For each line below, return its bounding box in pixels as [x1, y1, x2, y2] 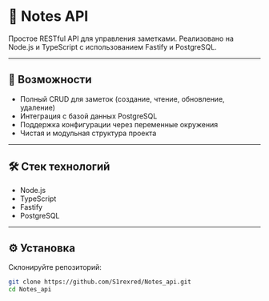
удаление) [19, 102, 56, 112]
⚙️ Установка [8, 241, 76, 255]
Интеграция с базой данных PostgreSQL [19, 111, 158, 121]
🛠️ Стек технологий [8, 160, 110, 174]
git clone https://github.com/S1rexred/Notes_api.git [8, 278, 192, 287]
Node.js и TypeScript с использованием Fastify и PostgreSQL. [8, 42, 218, 51]
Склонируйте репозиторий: [8, 263, 102, 272]
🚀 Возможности [8, 73, 92, 86]
